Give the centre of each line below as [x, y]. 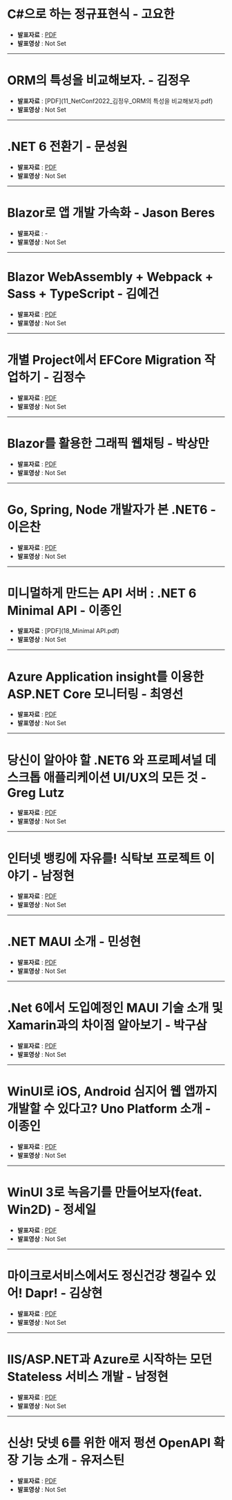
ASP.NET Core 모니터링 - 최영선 [95, 694]
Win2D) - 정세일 [52, 1210]
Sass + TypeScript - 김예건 [83, 293]
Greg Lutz [36, 793]
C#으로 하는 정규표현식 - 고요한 [91, 14]
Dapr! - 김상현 [64, 1293]
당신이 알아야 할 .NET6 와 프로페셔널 [105, 760]
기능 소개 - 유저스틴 [73, 1460]
